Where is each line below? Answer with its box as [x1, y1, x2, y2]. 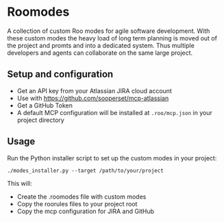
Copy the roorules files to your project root [16, 199, 138, 208]
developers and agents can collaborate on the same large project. [7, 49, 193, 57]
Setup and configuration [7, 69, 114, 80]
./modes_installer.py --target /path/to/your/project [7, 167, 164, 174]
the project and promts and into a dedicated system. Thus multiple [7, 41, 195, 49]
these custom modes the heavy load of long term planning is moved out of [7, 34, 218, 42]
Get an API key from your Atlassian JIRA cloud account [16, 86, 173, 95]
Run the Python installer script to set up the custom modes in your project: [7, 153, 217, 162]
